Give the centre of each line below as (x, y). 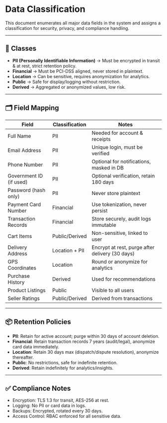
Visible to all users (113, 290)
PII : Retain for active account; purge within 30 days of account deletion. (86, 336)
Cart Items (20, 236)
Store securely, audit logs (122, 218)
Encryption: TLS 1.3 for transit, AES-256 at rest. (61, 400)
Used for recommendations (124, 279)
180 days (103, 182)
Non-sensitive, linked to (120, 233)
